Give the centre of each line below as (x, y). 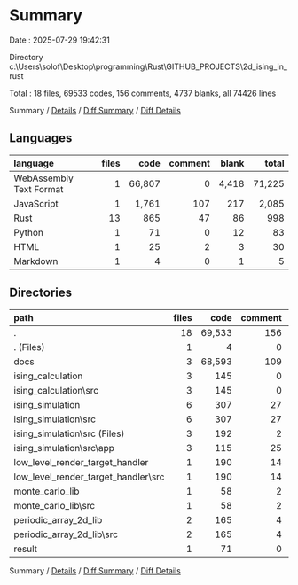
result (26, 549)
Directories (41, 293)
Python (29, 232)
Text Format (39, 189)
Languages (41, 138)
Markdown (36, 261)
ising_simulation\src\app (64, 448)
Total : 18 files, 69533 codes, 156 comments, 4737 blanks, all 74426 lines (143, 93)
